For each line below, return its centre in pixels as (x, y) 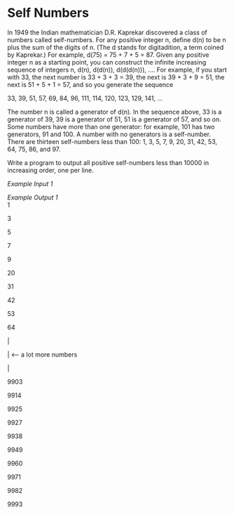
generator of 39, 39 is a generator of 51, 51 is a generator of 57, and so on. (115, 119)
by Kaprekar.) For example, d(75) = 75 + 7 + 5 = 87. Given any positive (108, 55)
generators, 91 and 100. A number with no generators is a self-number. (109, 134)
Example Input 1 (30, 183)
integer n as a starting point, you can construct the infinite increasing (107, 62)
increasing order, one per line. (50, 170)
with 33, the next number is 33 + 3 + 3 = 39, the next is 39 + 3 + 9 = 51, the (116, 77)
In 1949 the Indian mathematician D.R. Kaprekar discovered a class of (108, 32)
